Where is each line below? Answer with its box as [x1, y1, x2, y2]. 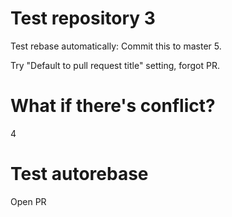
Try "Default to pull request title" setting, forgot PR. [10, 59, 220, 71]
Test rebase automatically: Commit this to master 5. [10, 40, 222, 52]
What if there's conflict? [10, 95, 216, 117]
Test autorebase [10, 163, 149, 186]
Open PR [10, 195, 47, 207]
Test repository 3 [10, 7, 156, 30]
